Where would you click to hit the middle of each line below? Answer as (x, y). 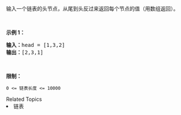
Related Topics (24, 99)
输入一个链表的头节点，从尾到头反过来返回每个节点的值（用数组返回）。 (92, 9)
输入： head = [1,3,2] (36, 45)
